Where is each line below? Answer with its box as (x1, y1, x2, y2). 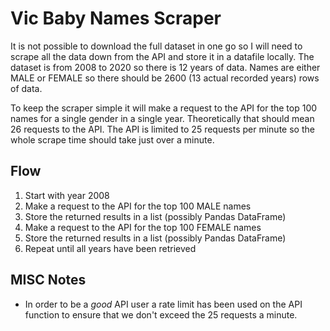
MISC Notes (10, 272, 87, 289)
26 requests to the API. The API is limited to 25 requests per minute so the (10, 123, 315, 135)
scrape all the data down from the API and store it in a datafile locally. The (10, 50, 315, 62)
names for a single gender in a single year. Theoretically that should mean (10, 112, 315, 124)
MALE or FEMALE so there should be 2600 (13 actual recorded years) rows (10, 72, 320, 84)
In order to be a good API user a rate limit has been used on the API (24, 298, 303, 310)
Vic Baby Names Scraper (10, 7, 222, 30)
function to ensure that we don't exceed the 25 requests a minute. (24, 308, 298, 321)
